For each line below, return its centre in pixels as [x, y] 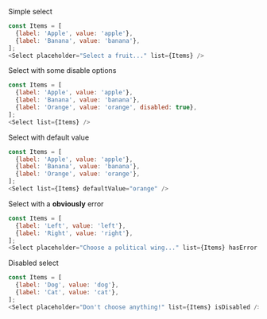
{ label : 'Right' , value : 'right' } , [74, 233]
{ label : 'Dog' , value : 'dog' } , [67, 285]
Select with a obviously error [56, 204]
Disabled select [34, 263]
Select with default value [49, 137]
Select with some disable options [62, 71]
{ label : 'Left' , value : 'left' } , [71, 225]
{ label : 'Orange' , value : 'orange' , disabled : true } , [106, 107]
